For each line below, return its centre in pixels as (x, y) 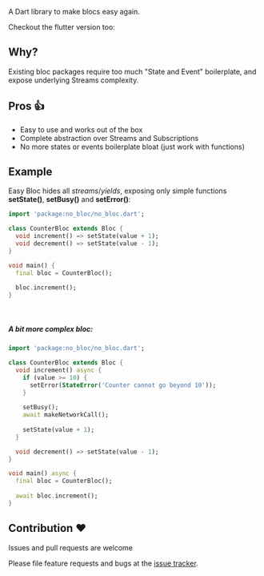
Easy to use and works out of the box (81, 129)
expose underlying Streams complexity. (74, 80)
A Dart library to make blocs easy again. (74, 12)
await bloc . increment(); (57, 496)
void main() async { (43, 473)
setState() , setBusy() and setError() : (70, 199)
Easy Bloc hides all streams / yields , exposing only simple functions (118, 191)
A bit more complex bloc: (51, 328)
